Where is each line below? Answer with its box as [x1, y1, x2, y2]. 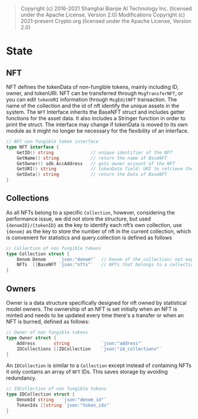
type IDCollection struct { [6, 391, 75, 397]
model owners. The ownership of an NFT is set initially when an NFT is [6, 306, 178, 312]
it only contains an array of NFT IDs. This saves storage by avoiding [6, 368, 168, 375]
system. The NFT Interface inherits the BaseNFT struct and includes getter [6, 108, 185, 116]
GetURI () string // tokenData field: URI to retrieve [16, 166, 183, 172]
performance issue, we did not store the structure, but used [6, 215, 151, 222]
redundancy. [6, 374, 37, 382]
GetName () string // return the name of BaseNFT [16, 155, 167, 161]
